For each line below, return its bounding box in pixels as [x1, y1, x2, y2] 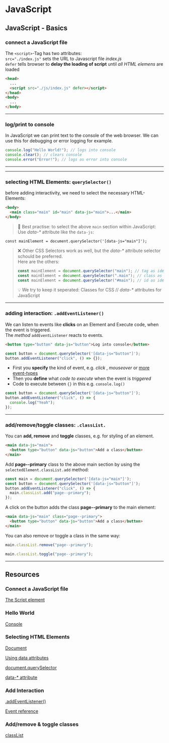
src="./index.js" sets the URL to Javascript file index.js [5, 56, 122, 62]
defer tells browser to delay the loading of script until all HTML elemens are [5, 61, 163, 67]
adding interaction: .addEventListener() [5, 310, 104, 317]
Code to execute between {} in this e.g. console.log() [12, 381, 125, 387]
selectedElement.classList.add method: [5, 466, 89, 473]
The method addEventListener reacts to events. [5, 332, 104, 338]
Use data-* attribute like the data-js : [17, 229, 94, 235]
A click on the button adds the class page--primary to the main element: [5, 504, 156, 511]
